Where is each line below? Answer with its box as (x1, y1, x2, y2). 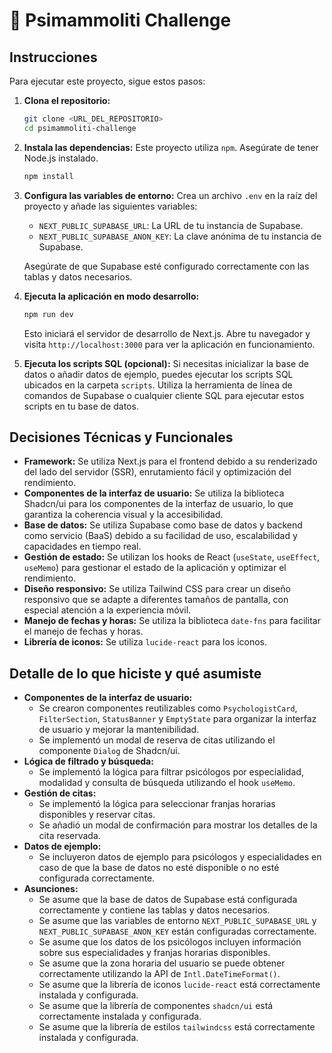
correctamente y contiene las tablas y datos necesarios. (38, 904, 271, 916)
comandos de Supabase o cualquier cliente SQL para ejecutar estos (23, 389, 305, 401)
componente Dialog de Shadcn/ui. (38, 745, 181, 757)
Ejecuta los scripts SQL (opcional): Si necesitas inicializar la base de (23, 357, 309, 369)
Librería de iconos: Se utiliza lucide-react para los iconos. (23, 636, 268, 648)
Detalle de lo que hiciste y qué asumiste (9, 665, 262, 682)
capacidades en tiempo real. (23, 540, 142, 553)
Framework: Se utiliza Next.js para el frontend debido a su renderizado (23, 455, 318, 468)
